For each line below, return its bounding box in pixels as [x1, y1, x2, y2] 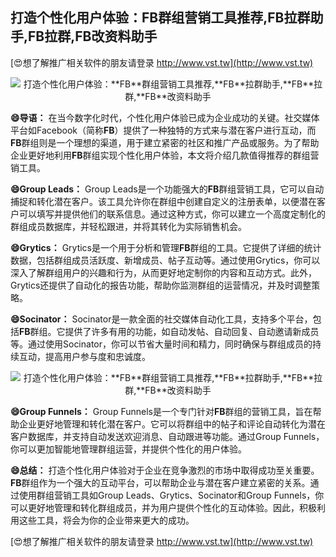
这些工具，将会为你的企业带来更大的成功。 [18, 514, 195, 526]
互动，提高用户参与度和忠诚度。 [18, 350, 151, 362]
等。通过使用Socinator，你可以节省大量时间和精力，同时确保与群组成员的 [10, 338, 313, 350]
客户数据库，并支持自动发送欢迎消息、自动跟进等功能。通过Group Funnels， [10, 430, 325, 442]
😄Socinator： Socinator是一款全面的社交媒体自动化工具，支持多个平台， [10, 313, 313, 325]
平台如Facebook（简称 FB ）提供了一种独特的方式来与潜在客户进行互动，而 [10, 124, 317, 136]
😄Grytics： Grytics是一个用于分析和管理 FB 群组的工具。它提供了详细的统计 [10, 241, 322, 253]
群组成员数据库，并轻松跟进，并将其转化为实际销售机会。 [10, 220, 247, 232]
